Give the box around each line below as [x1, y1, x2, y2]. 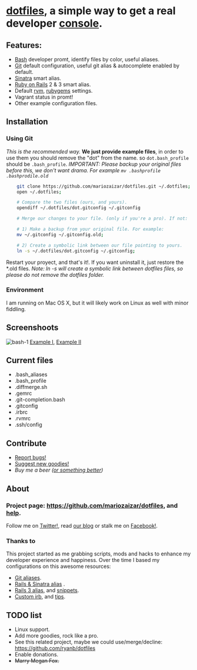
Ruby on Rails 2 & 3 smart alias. [14, 81, 91, 88]
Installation [6, 117, 48, 127]
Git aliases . [14, 574, 42, 581]
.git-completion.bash [14, 396, 66, 403]
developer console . [6, 17, 103, 30]
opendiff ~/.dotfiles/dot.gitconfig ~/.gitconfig [16, 205, 141, 211]
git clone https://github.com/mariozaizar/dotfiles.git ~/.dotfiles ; [16, 183, 191, 189]
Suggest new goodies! [14, 460, 69, 468]
